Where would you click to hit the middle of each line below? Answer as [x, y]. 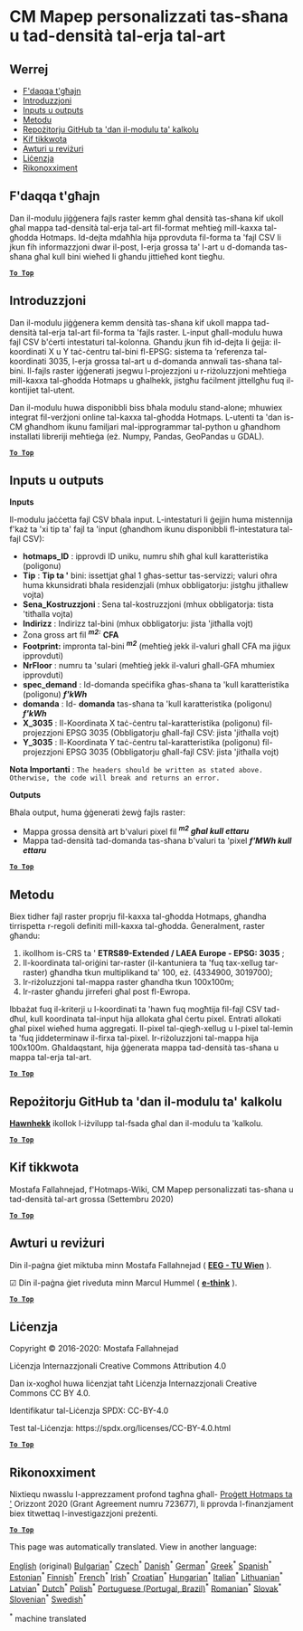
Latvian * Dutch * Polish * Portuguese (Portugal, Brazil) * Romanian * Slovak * [146, 1588]
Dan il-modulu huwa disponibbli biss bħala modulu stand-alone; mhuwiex [146, 407]
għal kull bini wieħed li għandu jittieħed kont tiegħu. [129, 256]
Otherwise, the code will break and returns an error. [115, 778]
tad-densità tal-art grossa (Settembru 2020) [92, 1199]
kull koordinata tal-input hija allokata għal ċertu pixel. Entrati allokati [156, 1019]
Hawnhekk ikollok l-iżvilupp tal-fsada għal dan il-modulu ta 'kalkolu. [137, 1124]
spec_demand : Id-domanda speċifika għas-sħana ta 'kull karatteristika [156, 684]
